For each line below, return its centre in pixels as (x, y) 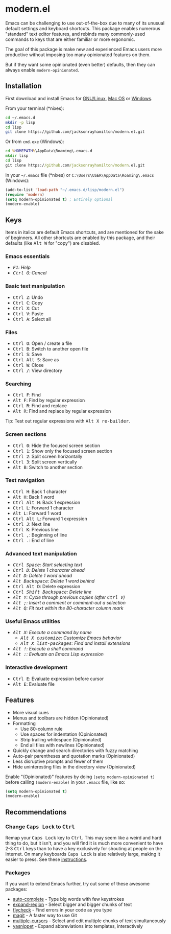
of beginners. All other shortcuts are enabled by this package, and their (80, 238)
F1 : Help (22, 267)
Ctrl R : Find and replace (40, 406)
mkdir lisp (17, 156)
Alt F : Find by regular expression (49, 400)
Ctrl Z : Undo (28, 297)
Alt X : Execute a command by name (52, 633)
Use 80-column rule (41, 729)
